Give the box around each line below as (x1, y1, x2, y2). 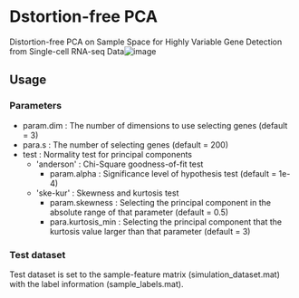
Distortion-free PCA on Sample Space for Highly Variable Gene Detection (9, 36, 283, 47)
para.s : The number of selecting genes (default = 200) (22, 139, 229, 150)
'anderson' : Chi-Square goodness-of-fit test (35, 159, 204, 169)
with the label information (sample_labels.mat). (9, 278, 184, 289)
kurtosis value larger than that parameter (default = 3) (49, 226, 251, 236)
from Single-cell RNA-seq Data (9, 45, 125, 56)
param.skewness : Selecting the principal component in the (49, 197, 272, 207)
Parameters (9, 100, 62, 112)
